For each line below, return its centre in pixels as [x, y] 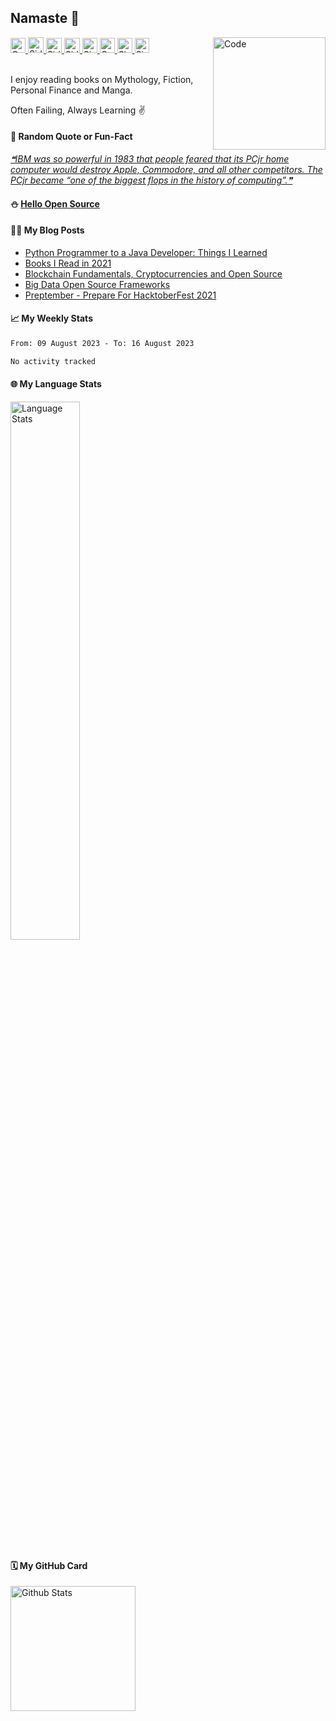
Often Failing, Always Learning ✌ [78, 110]
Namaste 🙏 [45, 18]
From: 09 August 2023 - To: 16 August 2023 [102, 344]
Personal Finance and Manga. [71, 90]
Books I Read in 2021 [68, 263]
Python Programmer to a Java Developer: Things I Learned [146, 252]
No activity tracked [53, 361]
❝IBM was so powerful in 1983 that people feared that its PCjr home [150, 159]
